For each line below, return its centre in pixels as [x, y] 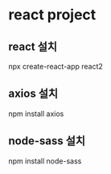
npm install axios [36, 114]
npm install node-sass [45, 161]
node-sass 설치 [47, 141]
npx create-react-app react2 [55, 66]
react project [52, 15]
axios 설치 [33, 94]
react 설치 [33, 46]
